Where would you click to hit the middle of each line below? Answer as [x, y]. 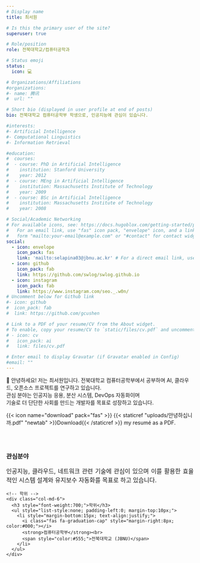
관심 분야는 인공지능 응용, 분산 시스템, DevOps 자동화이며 [73, 395]
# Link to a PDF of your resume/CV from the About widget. [81, 324]
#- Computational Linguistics [44, 137]
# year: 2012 [26, 176]
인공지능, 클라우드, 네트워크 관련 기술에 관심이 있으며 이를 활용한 [93, 471]
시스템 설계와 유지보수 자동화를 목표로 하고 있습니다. [88, 480]
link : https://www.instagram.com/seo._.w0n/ [73, 291]
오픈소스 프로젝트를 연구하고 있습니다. [58, 387]
